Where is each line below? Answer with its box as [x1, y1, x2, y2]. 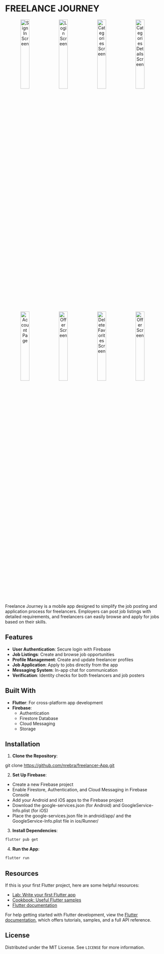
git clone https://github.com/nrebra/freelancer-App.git [5, 763, 115, 769]
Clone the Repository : [12, 753, 58, 759]
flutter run [5, 856, 29, 861]
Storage [19, 726, 36, 732]
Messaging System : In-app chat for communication [12, 667, 118, 673]
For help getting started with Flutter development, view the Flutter [5, 912, 138, 918]
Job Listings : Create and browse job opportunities [12, 651, 114, 657]
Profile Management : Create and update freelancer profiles [12, 656, 134, 662]
